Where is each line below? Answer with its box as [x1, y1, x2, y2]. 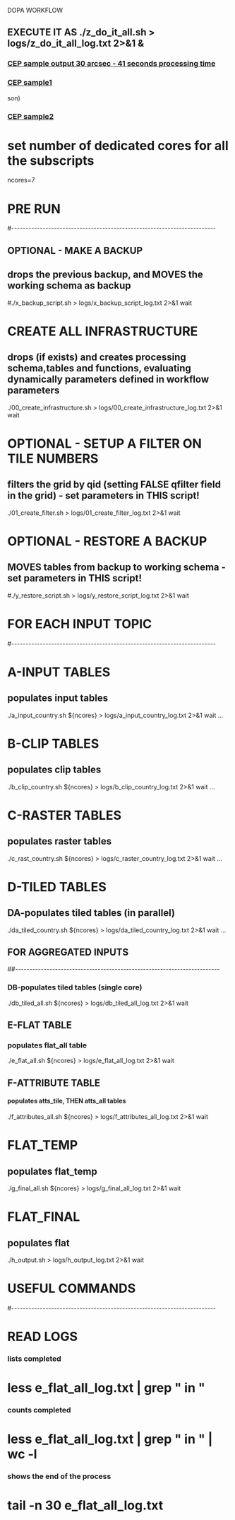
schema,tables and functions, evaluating [7, 362, 192, 374]
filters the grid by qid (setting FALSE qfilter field [7, 479, 221, 491]
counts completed [7, 1405, 71, 1415]
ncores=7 [7, 176, 35, 185]
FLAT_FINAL [7, 1209, 80, 1225]
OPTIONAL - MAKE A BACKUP [7, 244, 143, 257]
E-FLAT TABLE [7, 1019, 72, 1031]
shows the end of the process [7, 1471, 112, 1481]
